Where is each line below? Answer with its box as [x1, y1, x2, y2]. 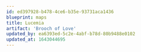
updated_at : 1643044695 [6, 36, 66, 42]
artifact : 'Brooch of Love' [6, 25, 77, 32]
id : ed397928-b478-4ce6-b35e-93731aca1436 [6, 8, 114, 15]
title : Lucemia [6, 20, 44, 26]
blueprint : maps [6, 14, 47, 20]
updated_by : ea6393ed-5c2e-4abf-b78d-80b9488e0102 [6, 31, 136, 37]
